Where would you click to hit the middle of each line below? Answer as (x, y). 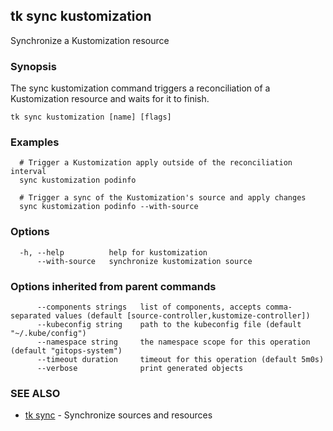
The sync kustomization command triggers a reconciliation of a (140, 88)
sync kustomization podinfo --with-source (109, 207)
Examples (35, 142)
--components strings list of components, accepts (149, 307)
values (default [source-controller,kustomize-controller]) (182, 316)
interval (28, 172)
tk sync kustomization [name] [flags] (91, 117)
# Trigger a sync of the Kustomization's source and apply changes (163, 198)
